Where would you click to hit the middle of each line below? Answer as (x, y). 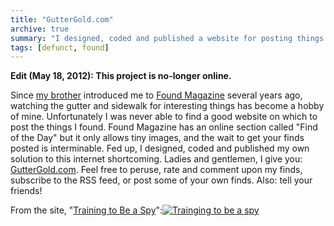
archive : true (40, 29)
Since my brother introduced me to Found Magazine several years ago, (156, 95)
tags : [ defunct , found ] (60, 47)
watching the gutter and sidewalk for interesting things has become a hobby (167, 106)
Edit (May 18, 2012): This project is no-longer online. (121, 76)
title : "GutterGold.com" (62, 19)
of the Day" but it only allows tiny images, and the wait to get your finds (157, 138)
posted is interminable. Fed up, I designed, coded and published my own (160, 148)
